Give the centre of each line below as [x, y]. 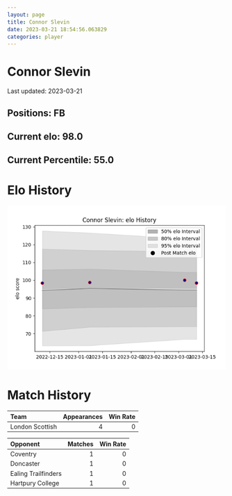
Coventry [23, 454]
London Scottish [34, 427]
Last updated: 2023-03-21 [45, 91]
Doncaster [25, 464]
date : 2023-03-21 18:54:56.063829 [57, 29]
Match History [49, 395]
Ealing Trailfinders [36, 473]
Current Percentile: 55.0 [61, 160]
